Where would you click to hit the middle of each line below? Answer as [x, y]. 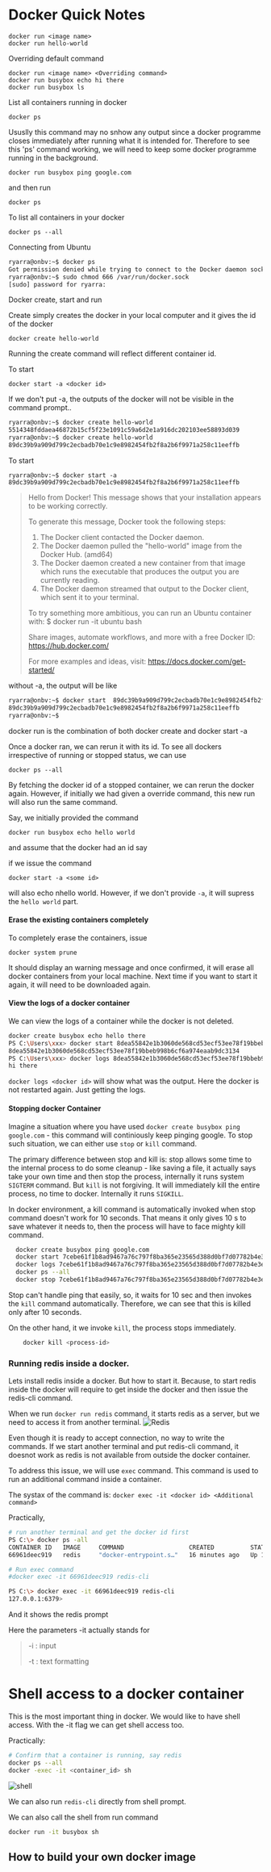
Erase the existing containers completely [79, 920]
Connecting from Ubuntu [50, 247]
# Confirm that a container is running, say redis [95, 1756]
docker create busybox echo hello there [77, 1036]
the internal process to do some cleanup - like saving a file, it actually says [132, 1167]
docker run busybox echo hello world [72, 832]
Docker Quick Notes [77, 15]
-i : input [42, 1646]
